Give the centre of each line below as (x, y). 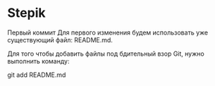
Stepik (26, 13)
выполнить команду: (38, 61)
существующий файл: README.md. (60, 39)
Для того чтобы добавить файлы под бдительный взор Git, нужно (106, 54)
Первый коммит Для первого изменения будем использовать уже (108, 32)
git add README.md (37, 75)
